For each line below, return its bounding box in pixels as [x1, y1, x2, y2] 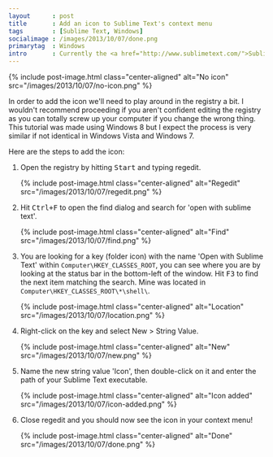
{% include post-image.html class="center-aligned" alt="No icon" [8, 72, 229, 81]
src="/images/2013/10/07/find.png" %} [19, 236, 152, 245]
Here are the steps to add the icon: [8, 147, 125, 156]
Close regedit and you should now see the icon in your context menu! [19, 416, 253, 424]
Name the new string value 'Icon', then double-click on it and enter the [19, 367, 257, 376]
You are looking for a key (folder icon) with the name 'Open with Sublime [19, 251, 264, 261]
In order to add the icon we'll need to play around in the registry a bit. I [8, 97, 244, 106]
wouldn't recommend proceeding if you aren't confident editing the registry [8, 105, 262, 115]
